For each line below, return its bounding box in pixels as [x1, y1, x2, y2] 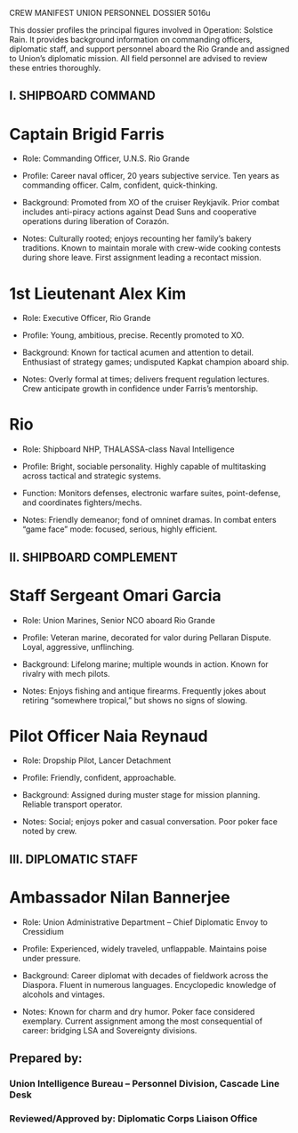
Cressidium [21, 926, 64, 936]
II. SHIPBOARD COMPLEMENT [9, 550, 178, 565]
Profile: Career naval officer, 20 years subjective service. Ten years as [21, 171, 280, 181]
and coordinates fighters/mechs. [21, 497, 142, 508]
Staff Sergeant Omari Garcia [9, 585, 222, 606]
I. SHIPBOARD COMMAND [9, 88, 156, 103]
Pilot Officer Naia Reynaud [9, 726, 208, 746]
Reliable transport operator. [21, 800, 123, 810]
